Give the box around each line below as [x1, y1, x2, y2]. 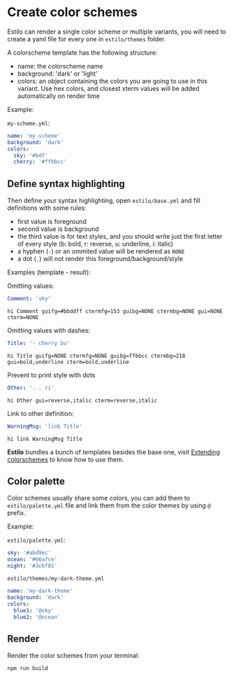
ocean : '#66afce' [7, 556, 58, 563]
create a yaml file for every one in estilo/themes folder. [7, 34, 166, 43]
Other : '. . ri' [7, 384, 54, 391]
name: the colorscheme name [17, 62, 103, 70]
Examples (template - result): [7, 268, 91, 276]
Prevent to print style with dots [7, 370, 96, 379]
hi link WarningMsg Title [7, 435, 82, 442]
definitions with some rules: [7, 204, 87, 212]
